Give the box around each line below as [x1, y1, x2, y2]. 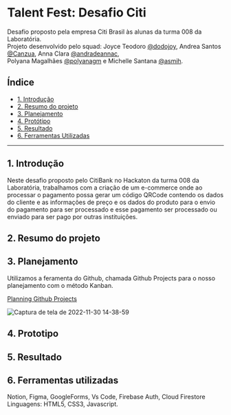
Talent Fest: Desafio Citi [7, 5, 146, 21]
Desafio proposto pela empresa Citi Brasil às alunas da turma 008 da [7, 27, 202, 36]
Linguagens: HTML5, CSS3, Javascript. [7, 400, 118, 408]
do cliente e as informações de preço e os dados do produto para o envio [7, 198, 215, 206]
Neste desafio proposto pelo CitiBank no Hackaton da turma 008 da [7, 176, 199, 184]
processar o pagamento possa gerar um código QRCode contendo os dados [7, 190, 224, 199]
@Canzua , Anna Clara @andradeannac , [7, 49, 120, 58]
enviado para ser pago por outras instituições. [7, 212, 138, 221]
